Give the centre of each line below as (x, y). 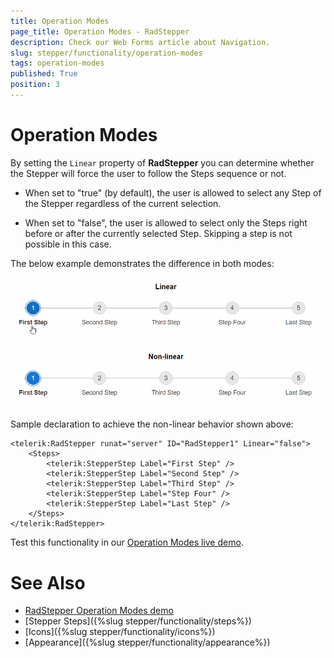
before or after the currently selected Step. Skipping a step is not (158, 233)
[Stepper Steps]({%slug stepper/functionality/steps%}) (138, 621)
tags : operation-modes (57, 63)
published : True (44, 74)
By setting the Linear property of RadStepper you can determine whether (162, 162)
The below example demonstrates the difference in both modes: (142, 263)
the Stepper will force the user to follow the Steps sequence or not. (148, 173)
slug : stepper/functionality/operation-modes (106, 53)
